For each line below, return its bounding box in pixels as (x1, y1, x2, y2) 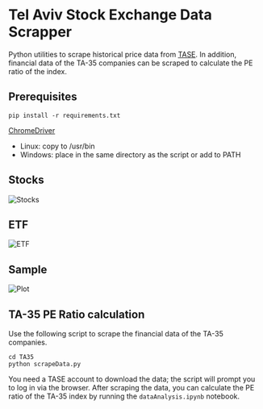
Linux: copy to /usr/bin (19, 141, 95, 151)
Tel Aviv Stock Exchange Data (8, 6, 212, 24)
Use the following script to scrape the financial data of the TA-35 (8, 329, 223, 338)
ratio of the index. (8, 66, 67, 76)
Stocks (8, 173, 44, 187)
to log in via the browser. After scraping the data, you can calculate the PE (8, 383, 255, 392)
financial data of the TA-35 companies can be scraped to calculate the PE (8, 58, 253, 68)
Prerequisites (8, 90, 77, 104)
